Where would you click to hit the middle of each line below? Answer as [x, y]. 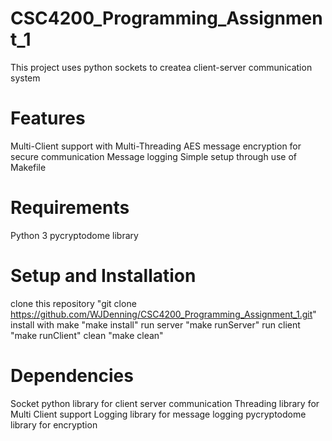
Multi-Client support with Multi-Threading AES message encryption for [156, 146]
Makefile [28, 167]
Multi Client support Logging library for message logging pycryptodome [158, 414]
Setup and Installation [103, 276]
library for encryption [54, 424]
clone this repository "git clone [73, 303]
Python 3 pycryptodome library [74, 235]
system [25, 78]
